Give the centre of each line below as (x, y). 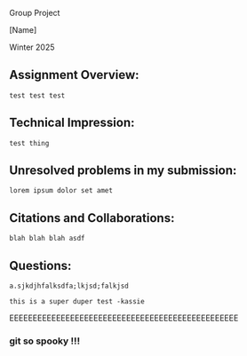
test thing (29, 143)
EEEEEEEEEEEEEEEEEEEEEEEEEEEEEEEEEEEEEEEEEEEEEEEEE (124, 318)
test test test (37, 95)
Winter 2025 (32, 47)
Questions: (40, 265)
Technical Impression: (72, 123)
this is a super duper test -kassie (77, 302)
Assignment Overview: (74, 75)
